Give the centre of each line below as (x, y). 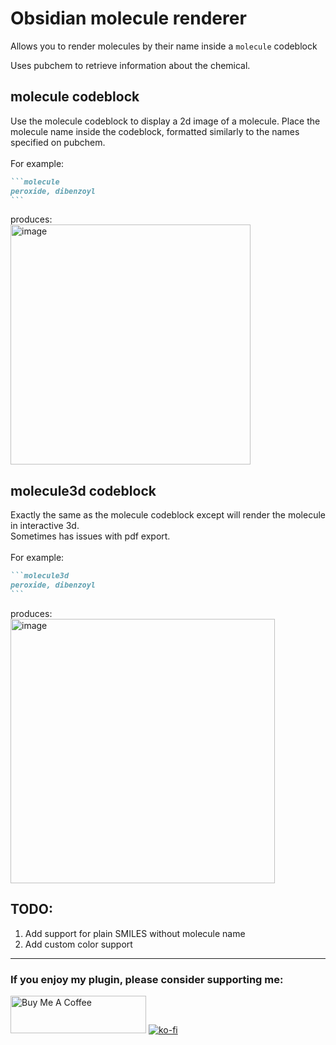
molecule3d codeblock (83, 490)
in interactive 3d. (45, 526)
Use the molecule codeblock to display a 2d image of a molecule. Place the (165, 121)
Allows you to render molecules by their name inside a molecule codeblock (164, 46)
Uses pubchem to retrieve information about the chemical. (130, 65)
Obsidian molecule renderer (128, 18)
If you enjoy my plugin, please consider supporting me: (147, 979)
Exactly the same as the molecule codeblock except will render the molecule (168, 515)
